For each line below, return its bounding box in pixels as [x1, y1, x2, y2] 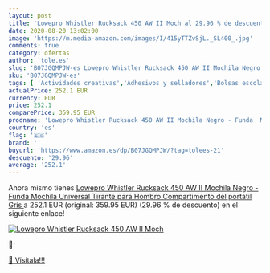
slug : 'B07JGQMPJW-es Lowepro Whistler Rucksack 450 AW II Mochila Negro [8, 64, 261, 72]
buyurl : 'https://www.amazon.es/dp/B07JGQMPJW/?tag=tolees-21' [8, 146, 225, 154]
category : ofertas [8, 49, 70, 57]
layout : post [8, 11, 52, 20]
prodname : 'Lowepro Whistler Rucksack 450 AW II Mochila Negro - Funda [8, 116, 253, 124]
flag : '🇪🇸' [8, 131, 48, 139]
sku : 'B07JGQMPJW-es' [8, 71, 81, 79]
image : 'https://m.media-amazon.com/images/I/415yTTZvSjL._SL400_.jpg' [8, 34, 253, 43]
